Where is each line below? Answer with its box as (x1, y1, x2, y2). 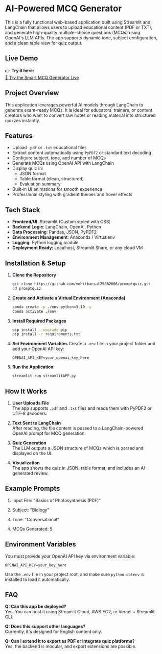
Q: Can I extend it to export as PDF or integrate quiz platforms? (5, 638, 135, 644)
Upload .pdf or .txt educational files (12, 145, 87, 151)
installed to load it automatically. (5, 577, 70, 582)
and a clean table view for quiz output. (5, 40, 83, 46)
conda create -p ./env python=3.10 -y (12, 304, 92, 309)
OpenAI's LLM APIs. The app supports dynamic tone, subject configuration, (5, 35, 158, 41)
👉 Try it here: (5, 67, 34, 74)
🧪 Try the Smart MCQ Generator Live (5, 75, 79, 80)
